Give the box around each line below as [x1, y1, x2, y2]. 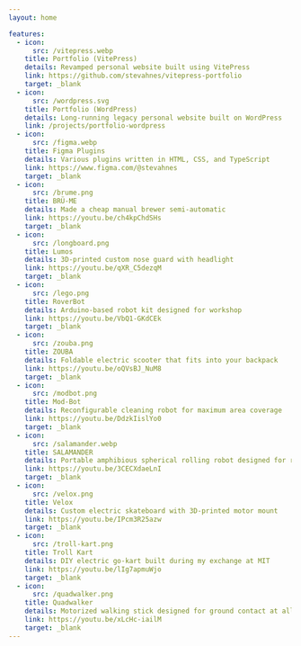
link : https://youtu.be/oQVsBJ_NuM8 [24, 363, 163, 373]
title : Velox [24, 498, 74, 507]
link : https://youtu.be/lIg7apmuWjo [24, 564, 163, 574]
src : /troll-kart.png [31, 540, 114, 549]
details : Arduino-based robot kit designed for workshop [24, 305, 243, 315]
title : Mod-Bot [24, 398, 82, 407]
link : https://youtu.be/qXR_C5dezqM [24, 264, 163, 273]
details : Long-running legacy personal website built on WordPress [24, 113, 282, 122]
